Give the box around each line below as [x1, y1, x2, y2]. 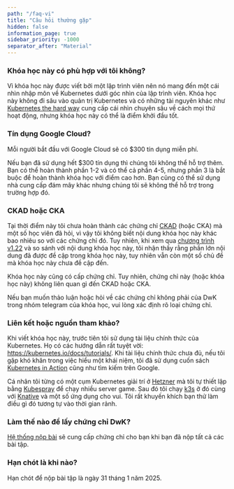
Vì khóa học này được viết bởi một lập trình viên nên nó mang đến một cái [7, 82, 219, 90]
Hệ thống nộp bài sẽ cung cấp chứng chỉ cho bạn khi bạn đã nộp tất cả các [7, 433, 225, 441]
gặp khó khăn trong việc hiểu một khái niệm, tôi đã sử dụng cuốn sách [7, 356, 210, 364]
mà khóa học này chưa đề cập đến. [7, 258, 109, 267]
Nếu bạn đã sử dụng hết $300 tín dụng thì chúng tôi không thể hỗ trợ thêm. [7, 158, 224, 166]
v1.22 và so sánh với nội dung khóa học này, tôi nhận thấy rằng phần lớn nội [7, 243, 226, 252]
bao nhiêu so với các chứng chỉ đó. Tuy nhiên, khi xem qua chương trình [7, 236, 215, 245]
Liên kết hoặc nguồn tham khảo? [7, 318, 120, 327]
